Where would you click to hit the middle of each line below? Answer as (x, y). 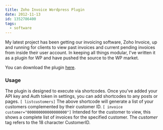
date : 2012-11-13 (23, 14)
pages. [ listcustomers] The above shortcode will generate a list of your (79, 101)
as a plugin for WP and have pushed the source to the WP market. (72, 58)
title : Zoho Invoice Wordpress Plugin (45, 10)
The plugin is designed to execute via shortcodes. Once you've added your (81, 91)
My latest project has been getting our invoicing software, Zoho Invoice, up (81, 42)
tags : (11, 23)
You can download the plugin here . (41, 68)
